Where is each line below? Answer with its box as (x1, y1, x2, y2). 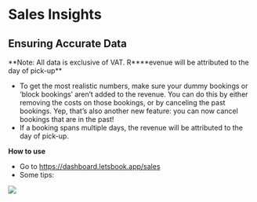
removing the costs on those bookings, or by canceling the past (19, 98, 226, 107)
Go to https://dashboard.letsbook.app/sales (19, 162, 161, 171)
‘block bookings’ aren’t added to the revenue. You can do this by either (19, 90, 248, 99)
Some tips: (19, 171, 55, 179)
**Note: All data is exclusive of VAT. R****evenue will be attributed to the (8, 57, 249, 67)
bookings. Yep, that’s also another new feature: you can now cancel (19, 106, 239, 116)
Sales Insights (8, 6, 102, 24)
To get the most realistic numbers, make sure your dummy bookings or (19, 81, 248, 90)
